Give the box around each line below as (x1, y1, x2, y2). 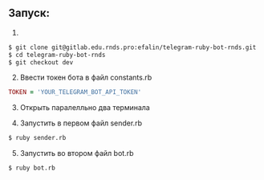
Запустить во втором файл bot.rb (19, 149, 134, 158)
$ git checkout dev (8, 58, 74, 67)
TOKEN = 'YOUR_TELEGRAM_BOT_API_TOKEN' (8, 88, 142, 96)
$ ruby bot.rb (8, 164, 56, 172)
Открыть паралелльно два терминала (19, 103, 150, 112)
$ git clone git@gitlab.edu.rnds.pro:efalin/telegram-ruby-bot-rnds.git (8, 43, 257, 51)
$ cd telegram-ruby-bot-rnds (8, 51, 106, 59)
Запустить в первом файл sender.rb (19, 118, 143, 128)
